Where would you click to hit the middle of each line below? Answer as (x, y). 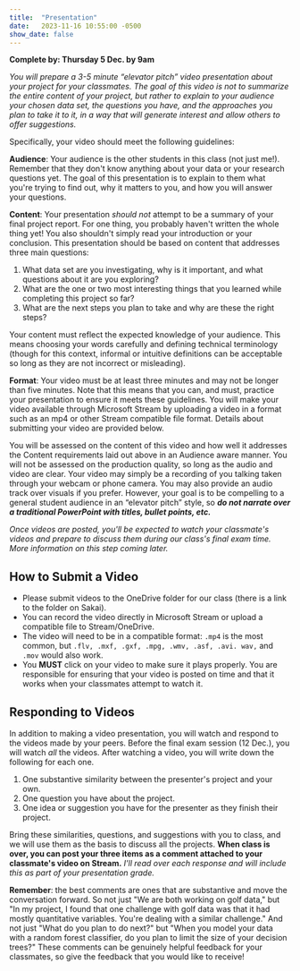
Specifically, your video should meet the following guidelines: (122, 142)
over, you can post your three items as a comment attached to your (136, 854)
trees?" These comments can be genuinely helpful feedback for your (136, 947)
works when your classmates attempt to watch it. (112, 684)
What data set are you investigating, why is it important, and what (142, 270)
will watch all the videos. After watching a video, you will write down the (142, 752)
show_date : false (42, 34)
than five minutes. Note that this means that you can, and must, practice (142, 390)
